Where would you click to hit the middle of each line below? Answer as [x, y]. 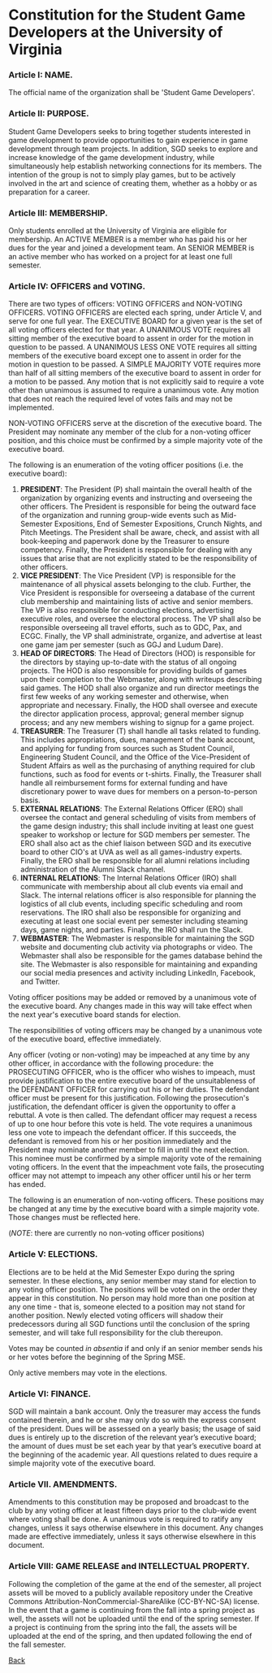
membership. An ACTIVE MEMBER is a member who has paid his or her [128, 239]
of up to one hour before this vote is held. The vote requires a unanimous [131, 1124]
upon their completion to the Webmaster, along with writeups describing [141, 680]
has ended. [27, 1184]
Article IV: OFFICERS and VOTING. [77, 286]
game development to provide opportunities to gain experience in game [128, 140]
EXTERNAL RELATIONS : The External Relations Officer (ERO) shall [132, 809]
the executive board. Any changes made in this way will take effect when [130, 1006]
